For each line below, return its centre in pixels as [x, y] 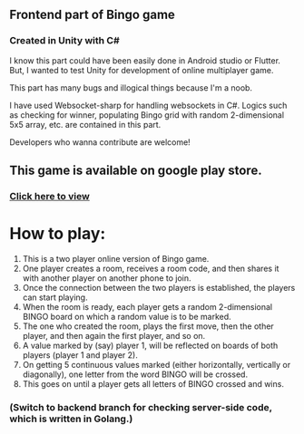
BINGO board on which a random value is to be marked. [127, 316]
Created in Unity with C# [64, 41]
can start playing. [55, 297]
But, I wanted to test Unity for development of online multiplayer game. [142, 70]
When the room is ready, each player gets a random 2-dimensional [147, 306]
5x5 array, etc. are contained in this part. [85, 124]
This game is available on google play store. [136, 171]
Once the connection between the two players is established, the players [159, 287]
